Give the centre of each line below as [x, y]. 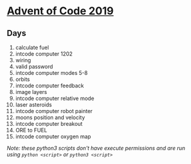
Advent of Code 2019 [60, 11]
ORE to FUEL [31, 130]
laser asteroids [34, 105]
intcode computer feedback [50, 86]
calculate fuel [32, 47]
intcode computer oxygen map [53, 136]
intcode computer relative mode [55, 98]
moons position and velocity [50, 117]
